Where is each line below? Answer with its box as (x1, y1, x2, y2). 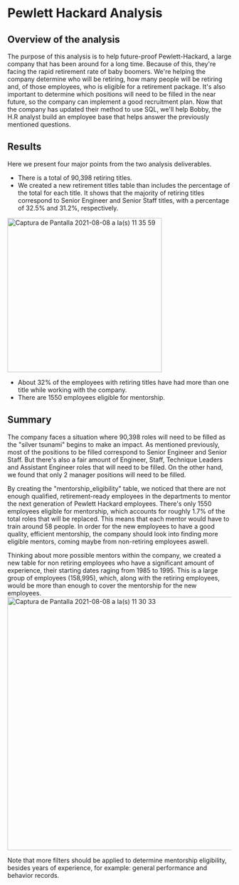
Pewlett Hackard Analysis (7, 5, 163, 21)
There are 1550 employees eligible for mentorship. (17, 393, 166, 401)
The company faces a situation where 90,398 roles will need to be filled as (7, 433, 226, 441)
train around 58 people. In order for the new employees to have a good (7, 521, 215, 531)
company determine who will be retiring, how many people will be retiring (7, 75, 223, 83)
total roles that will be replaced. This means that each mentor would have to (7, 514, 230, 523)
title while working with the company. (17, 386, 127, 394)
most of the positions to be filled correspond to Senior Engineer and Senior (7, 447, 228, 456)
